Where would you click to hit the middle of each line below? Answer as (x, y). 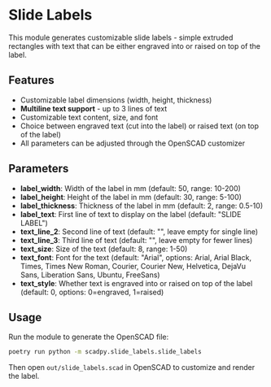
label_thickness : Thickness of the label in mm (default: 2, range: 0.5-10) (141, 206)
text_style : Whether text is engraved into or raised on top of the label (136, 283)
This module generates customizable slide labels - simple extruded (121, 37)
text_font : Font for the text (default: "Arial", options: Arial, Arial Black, (136, 257)
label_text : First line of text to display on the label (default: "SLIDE (131, 214)
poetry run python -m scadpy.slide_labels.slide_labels (105, 352)
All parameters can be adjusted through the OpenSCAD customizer (133, 143)
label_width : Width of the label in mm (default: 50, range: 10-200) (131, 188)
